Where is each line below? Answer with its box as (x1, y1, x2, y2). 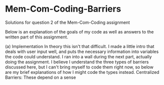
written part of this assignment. (5, 34, 69, 40)
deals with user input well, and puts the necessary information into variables (5, 49, 159, 54)
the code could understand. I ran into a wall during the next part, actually (5, 53, 152, 59)
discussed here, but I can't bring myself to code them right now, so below (5, 64, 154, 70)
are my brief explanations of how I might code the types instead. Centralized (5, 69, 160, 75)
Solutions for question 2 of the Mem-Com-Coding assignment (5, 19, 130, 25)
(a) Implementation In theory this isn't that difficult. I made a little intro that (5, 43, 155, 49)
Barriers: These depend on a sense (5, 74, 76, 80)
